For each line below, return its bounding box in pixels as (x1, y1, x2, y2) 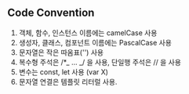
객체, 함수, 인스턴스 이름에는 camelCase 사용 (18, 27, 158, 38)
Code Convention (7, 6, 95, 20)
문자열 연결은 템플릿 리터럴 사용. (18, 77, 118, 86)
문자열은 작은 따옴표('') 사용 (18, 47, 104, 57)
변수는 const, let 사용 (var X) (18, 67, 109, 77)
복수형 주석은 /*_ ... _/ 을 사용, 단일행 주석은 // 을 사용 (18, 57, 182, 67)
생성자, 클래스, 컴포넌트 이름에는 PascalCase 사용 (18, 38, 172, 47)
